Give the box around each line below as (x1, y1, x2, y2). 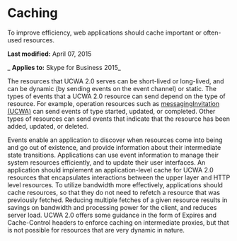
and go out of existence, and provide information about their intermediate (7, 143, 221, 151)
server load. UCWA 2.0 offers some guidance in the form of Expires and (7, 211, 217, 219)
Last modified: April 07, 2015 (7, 49, 92, 58)
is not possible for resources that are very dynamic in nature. (7, 225, 185, 234)
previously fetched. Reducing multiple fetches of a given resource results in (7, 196, 228, 204)
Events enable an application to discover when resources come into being (7, 136, 223, 144)
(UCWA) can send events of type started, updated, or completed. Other (7, 107, 216, 115)
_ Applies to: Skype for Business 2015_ (7, 63, 122, 71)
